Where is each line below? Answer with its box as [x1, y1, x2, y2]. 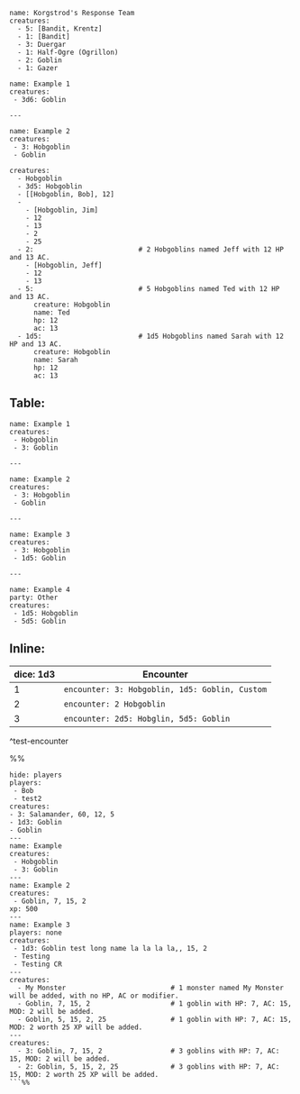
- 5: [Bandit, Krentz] [17, 24, 103, 33]
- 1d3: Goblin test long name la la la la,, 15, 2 [13, 944, 207, 953]
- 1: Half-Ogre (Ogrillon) [17, 48, 119, 57]
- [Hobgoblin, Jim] [25, 205, 99, 214]
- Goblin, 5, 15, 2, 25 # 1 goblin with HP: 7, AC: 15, [17, 1015, 293, 1024]
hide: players [9, 770, 63, 779]
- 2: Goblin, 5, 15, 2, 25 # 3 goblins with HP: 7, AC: [17, 1062, 280, 1071]
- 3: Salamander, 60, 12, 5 [9, 809, 115, 819]
